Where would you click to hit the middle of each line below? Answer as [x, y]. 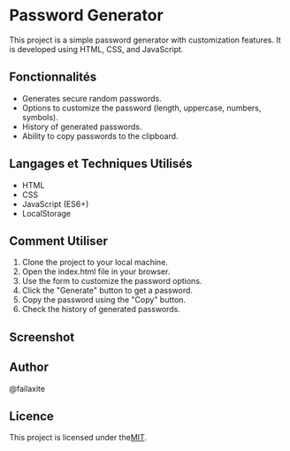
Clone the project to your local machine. [95, 263]
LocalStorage [46, 213]
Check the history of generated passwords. [101, 310]
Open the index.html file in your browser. [96, 271]
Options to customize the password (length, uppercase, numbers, [141, 108]
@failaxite [27, 388]
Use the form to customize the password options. [112, 281]
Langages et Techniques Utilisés [101, 164]
